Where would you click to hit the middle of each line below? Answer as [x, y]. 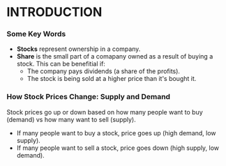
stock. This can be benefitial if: [61, 64]
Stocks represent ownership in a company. [78, 49]
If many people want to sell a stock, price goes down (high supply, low [118, 148]
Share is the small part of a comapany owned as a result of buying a [115, 56]
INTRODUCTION [54, 12]
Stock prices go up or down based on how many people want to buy [105, 112]
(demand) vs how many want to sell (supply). [71, 119]
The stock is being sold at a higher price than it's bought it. [112, 79]
